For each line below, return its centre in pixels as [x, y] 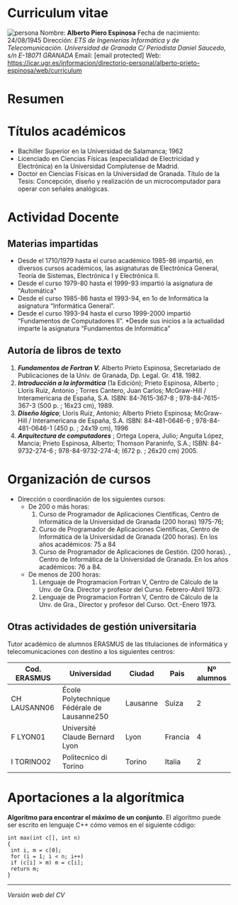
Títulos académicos [67, 132]
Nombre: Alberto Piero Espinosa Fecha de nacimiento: [120, 33]
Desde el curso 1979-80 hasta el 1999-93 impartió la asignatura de [115, 283]
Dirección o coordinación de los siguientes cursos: [91, 499]
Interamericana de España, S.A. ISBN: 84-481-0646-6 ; [114, 421]
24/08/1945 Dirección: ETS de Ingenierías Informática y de [93, 40]
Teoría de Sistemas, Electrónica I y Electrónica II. [89, 276]
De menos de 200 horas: [64, 574]
